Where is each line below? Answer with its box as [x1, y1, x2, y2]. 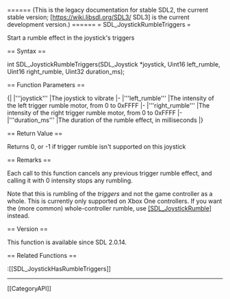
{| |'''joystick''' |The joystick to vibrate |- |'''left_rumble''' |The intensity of [7, 94, 214, 102]
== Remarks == [7, 156, 51, 164]
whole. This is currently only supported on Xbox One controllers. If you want [7, 197, 222, 205]
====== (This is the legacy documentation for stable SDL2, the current [7, 6, 209, 14]
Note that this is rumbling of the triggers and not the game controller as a [7, 190, 214, 198]
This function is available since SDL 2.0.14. [7, 238, 127, 246]
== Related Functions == [7, 252, 77, 259]
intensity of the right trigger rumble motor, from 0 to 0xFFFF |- [7, 109, 183, 117]
